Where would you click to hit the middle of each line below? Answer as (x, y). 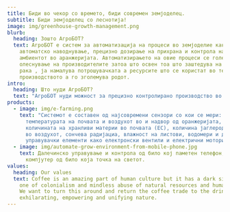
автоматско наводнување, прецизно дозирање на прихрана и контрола (117, 52)
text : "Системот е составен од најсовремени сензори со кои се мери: (121, 115)
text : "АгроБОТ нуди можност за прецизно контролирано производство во (118, 96)
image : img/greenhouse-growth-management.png (73, 26)
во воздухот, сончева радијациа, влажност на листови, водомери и (122, 134)
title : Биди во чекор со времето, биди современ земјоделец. (96, 13)
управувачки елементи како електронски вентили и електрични (114, 141)
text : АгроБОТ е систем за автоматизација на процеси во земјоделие (113, 45)
